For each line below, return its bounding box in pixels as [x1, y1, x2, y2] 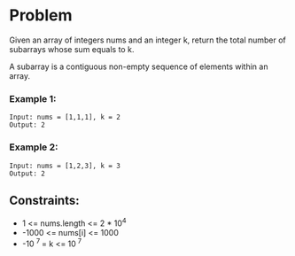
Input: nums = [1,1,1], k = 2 [9, 112, 121, 122]
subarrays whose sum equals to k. [9, 43, 135, 54]
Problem [9, 5, 73, 26]
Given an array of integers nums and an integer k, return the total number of [9, 35, 286, 45]
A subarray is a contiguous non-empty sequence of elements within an [9, 61, 268, 72]
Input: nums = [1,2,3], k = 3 [9, 161, 121, 170]
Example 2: [9, 141, 58, 153]
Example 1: [9, 92, 57, 105]
